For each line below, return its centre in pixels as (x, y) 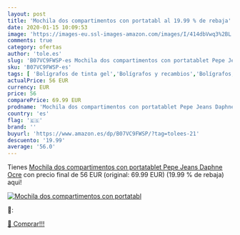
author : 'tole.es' (35, 54)
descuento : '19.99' (36, 140)
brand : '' (22, 127)
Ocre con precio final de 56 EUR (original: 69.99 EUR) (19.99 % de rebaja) (116, 175)
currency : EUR (29, 87)
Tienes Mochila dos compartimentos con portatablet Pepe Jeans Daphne (115, 167)
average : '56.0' (31, 147)
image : (17, 34)
